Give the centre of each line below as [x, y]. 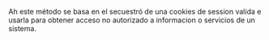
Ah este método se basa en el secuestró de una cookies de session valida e [135, 12]
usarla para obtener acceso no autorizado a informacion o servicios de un [132, 20]
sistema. [22, 28]
